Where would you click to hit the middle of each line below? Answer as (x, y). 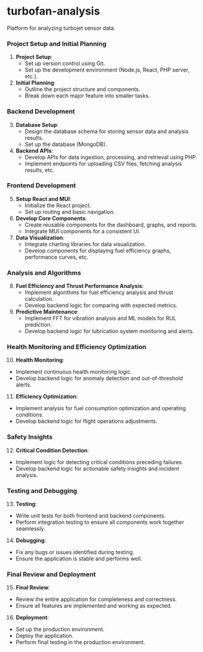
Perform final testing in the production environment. (80, 642)
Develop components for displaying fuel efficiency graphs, (98, 250)
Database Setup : (37, 125)
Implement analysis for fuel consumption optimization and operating (101, 408)
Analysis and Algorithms (44, 273)
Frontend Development (42, 185)
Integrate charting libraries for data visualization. (85, 244)
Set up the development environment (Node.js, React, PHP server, (107, 70)
